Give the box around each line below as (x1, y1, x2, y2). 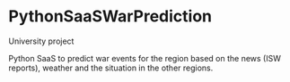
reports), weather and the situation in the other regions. (8, 62, 214, 73)
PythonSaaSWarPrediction (8, 6, 213, 27)
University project (8, 36, 75, 46)
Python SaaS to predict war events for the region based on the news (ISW (8, 53, 282, 63)
